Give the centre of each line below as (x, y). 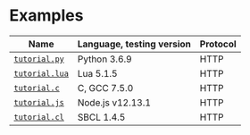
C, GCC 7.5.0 (105, 88)
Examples (46, 16)
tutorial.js (39, 102)
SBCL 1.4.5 (101, 117)
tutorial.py (39, 59)
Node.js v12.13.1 (114, 102)
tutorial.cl (39, 117)
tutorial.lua (42, 73)
